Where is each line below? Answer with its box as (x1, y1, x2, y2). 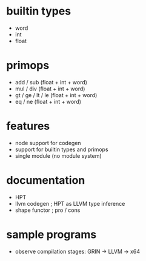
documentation (6, 174, 85, 187)
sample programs (6, 228, 97, 241)
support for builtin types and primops (15, 146, 108, 153)
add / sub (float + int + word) (15, 78, 88, 86)
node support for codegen (15, 139, 81, 146)
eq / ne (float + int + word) (15, 98, 82, 105)
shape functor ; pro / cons (15, 206, 81, 214)
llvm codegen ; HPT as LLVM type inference (15, 200, 125, 207)
